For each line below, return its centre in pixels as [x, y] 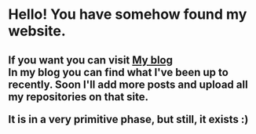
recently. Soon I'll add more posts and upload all [128, 84]
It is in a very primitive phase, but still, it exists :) [128, 119]
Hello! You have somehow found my [128, 14]
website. [37, 31]
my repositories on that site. [79, 97]
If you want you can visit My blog [91, 60]
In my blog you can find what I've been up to [119, 72]
